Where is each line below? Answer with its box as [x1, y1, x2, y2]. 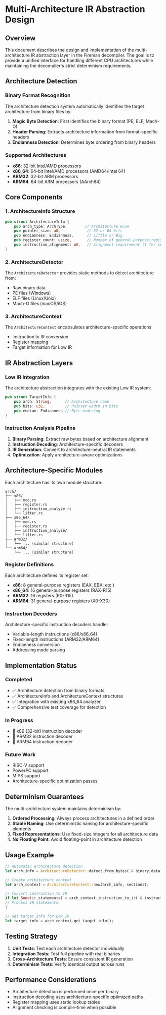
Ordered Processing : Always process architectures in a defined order [12, 815, 155, 822]
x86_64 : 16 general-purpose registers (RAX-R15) [12, 587, 112, 593]
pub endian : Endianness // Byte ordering [14, 408, 100, 413]
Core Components [5, 193, 63, 201]
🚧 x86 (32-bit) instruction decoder [12, 728, 83, 734]
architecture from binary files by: [5, 108, 72, 115]
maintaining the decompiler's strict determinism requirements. [5, 63, 132, 68]
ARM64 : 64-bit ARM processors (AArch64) [12, 179, 101, 185]
